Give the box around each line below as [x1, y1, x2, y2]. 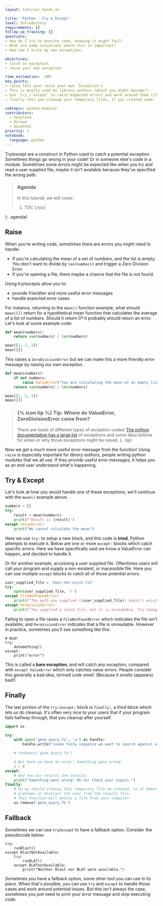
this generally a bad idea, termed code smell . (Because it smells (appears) [5, 672, 154, 678]
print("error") [14, 653, 45, 658]
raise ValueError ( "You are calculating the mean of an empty [22, 380, 149, 385]
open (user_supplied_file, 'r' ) [14, 589, 77, 594]
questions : [5, 34, 27, 39]
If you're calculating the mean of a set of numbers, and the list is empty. [12, 256, 156, 262]
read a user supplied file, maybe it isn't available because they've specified [5, 166, 155, 172]
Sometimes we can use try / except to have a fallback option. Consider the [5, 826, 152, 832]
